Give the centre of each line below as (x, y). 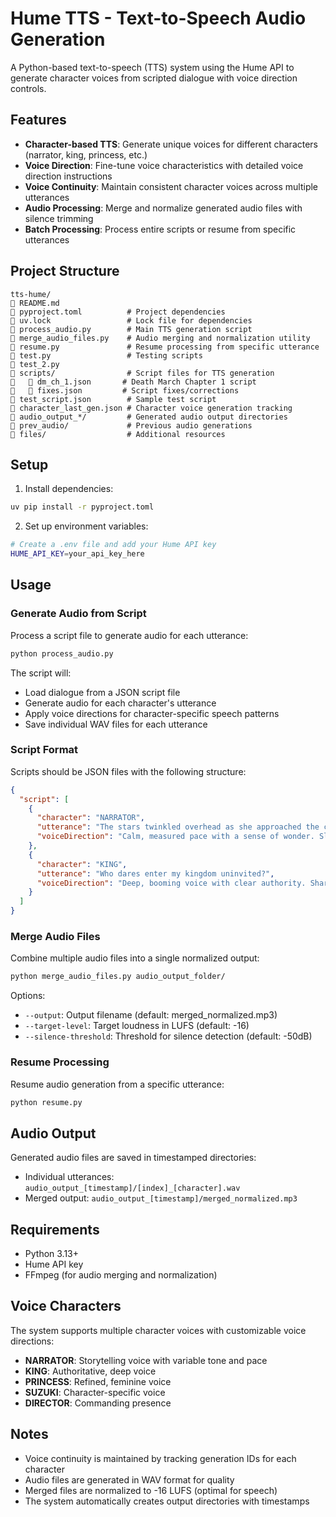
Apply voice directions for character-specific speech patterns (152, 713)
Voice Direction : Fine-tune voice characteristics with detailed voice (164, 165)
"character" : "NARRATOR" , (90, 818)
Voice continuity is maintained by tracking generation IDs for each (160, 1458)
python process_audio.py (62, 653)
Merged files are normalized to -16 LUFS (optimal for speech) (151, 1490)
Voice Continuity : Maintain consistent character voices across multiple (171, 186)
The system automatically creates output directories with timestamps (167, 1501)
